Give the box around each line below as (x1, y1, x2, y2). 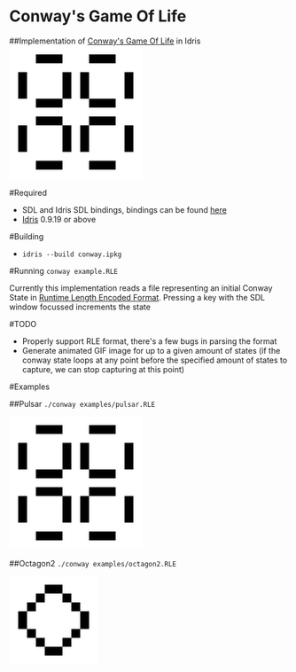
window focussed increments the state (9, 301, 151, 312)
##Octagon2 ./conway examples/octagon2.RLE (9, 558, 177, 568)
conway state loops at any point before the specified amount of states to (21, 355, 288, 365)
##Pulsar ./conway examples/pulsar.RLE (9, 398, 156, 409)
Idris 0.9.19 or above (21, 214, 97, 224)
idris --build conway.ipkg (21, 250, 122, 259)
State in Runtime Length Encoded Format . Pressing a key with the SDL (9, 292, 266, 302)
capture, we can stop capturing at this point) (21, 363, 184, 374)
